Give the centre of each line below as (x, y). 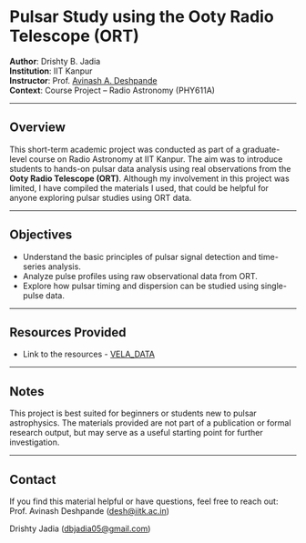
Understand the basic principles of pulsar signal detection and (139, 256)
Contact (33, 479)
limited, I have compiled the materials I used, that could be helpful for (139, 187)
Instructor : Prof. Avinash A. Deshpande (83, 80)
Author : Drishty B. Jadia (55, 61)
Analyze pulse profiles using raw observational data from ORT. (140, 276)
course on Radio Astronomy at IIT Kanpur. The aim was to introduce (156, 159)
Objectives (41, 235)
